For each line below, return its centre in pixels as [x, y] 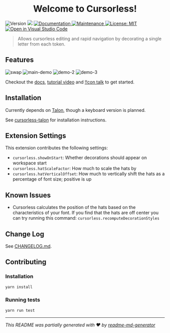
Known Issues [28, 195]
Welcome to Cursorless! [85, 9]
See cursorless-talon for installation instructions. [56, 120]
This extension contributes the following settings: [56, 148]
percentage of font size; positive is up [52, 179]
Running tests [23, 300]
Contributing [26, 262]
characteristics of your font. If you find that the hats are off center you [86, 213]
